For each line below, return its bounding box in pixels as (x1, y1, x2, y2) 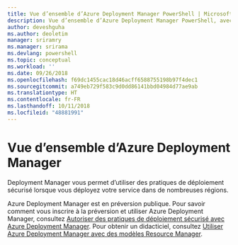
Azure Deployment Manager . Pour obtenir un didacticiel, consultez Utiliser (7, 222, 223, 230)
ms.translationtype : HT (7, 89, 78, 96)
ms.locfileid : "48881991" (7, 109, 84, 116)
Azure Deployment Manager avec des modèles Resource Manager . (7, 229, 203, 238)
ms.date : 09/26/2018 (7, 69, 69, 76)
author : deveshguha (7, 23, 65, 30)
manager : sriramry (7, 37, 62, 44)
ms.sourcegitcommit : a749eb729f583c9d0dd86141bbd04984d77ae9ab (7, 83, 198, 90)
